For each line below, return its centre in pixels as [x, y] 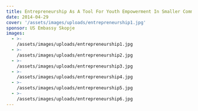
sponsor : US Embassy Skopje [41, 28]
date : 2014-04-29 [27, 17]
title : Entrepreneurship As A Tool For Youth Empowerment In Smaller [93, 11]
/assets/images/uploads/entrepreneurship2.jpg [75, 55]
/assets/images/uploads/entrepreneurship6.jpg [75, 99]
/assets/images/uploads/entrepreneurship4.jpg [75, 77]
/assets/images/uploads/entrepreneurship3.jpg [75, 66]
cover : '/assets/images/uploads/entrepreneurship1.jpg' [76, 22]
